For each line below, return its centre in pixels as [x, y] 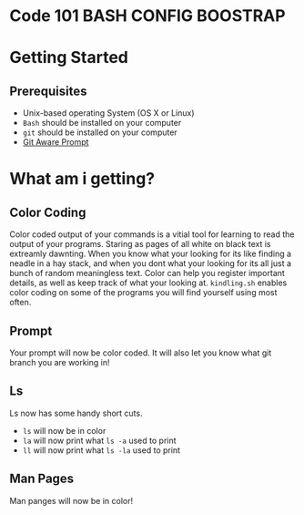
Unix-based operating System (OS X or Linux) [108, 113]
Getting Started [69, 58]
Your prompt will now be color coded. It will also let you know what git [141, 353]
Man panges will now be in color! [71, 500]
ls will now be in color [64, 430]
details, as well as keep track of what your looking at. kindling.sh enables [148, 283]
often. [20, 303]
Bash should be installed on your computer [102, 123]
